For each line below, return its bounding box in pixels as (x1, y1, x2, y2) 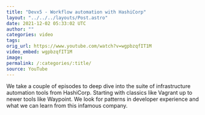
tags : (6, 37, 20, 43)
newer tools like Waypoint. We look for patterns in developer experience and (6, 95, 199, 103)
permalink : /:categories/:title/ (6, 60, 92, 66)
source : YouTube (6, 65, 48, 72)
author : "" (6, 26, 34, 32)
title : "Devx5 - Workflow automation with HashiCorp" (6, 9, 147, 15)
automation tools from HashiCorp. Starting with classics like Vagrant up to (6, 89, 193, 97)
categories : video (6, 32, 53, 38)
